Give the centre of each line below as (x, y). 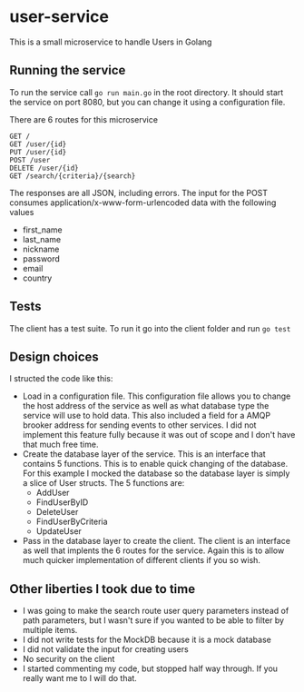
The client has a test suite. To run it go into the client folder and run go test (150, 328)
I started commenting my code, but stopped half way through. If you (150, 668)
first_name (43, 230)
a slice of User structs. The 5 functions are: (103, 483)
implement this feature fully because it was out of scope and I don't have (159, 435)
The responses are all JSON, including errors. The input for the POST (139, 193)
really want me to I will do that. (80, 678)
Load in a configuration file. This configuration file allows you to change (157, 396)
